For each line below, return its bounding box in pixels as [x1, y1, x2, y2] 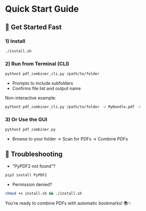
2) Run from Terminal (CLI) [5, 60, 70, 67]
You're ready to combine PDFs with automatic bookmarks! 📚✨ [5, 200, 132, 206]
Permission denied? [12, 181, 52, 187]
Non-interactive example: [5, 94, 56, 101]
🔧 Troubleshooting [5, 150, 63, 159]
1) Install [5, 38, 25, 45]
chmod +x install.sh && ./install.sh [5, 191, 82, 196]
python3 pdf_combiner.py [5, 127, 56, 132]
